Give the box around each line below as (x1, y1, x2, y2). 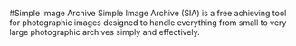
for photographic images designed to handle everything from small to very (9, 17, 287, 28)
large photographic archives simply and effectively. (9, 27, 201, 37)
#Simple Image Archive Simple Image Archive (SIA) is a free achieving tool (9, 8, 287, 18)
